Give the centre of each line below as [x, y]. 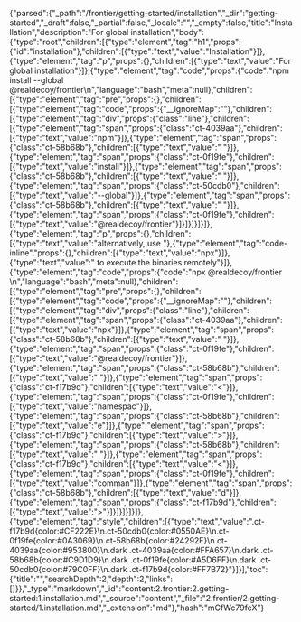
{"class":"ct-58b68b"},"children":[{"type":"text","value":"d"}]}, [126, 492]
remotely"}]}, [208, 262]
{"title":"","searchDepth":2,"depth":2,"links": [91, 579]
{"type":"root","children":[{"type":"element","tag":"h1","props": [125, 42]
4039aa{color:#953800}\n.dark [68, 550]
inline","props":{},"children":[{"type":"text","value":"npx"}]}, [120, 253]
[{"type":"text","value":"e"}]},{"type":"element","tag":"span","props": [137, 425]
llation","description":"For [56, 32]
